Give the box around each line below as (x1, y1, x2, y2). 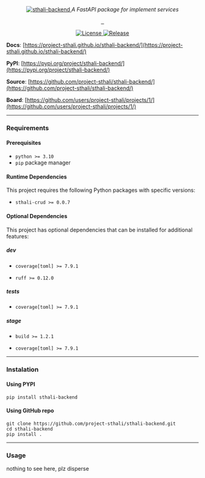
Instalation (6, 366, 39, 374)
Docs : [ (6, 42, 25, 48)
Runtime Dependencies (6, 173, 67, 180)
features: (6, 232, 29, 240)
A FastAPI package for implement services (71, 6, 179, 13)
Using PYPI (6, 380, 35, 388)
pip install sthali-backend (6, 394, 78, 400)
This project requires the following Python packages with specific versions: (6, 186, 195, 194)
